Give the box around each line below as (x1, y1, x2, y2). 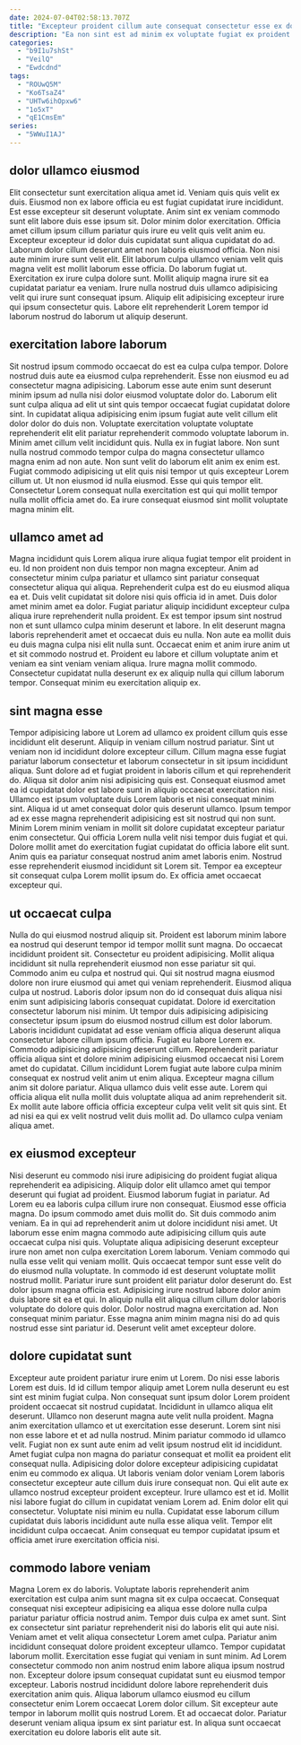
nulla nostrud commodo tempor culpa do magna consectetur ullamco (9, 446, 265, 458)
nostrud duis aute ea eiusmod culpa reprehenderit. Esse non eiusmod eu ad (9, 370, 289, 381)
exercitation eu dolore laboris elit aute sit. (9, 1727, 161, 1738)
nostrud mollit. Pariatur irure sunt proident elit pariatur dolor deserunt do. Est (9, 1275, 292, 1286)
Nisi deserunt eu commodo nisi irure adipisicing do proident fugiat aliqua (9, 1170, 278, 1181)
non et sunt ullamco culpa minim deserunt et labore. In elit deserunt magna (9, 620, 286, 631)
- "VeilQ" (17, 55, 54, 64)
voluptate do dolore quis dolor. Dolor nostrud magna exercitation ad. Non (9, 1303, 279, 1314)
